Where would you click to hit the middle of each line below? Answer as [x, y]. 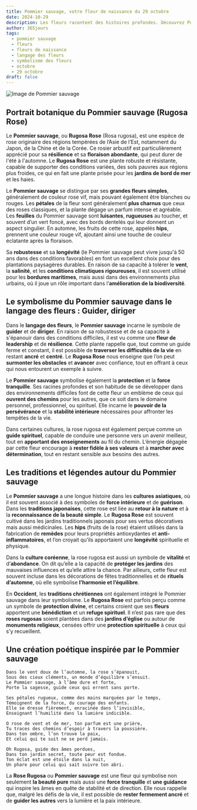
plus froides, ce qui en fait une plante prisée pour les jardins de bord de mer [98, 173]
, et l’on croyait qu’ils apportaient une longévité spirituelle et [116, 540]
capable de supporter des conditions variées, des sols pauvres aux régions [97, 167]
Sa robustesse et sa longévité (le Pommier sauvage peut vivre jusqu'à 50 [95, 252]
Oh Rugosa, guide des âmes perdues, [51, 749]
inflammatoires [25, 540]
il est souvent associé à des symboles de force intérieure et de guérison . [95, 502]
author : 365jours [27, 28]
